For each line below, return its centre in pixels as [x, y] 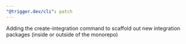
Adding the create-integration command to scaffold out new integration [93, 28]
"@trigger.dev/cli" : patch [39, 11]
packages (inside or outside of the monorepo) [62, 34]
